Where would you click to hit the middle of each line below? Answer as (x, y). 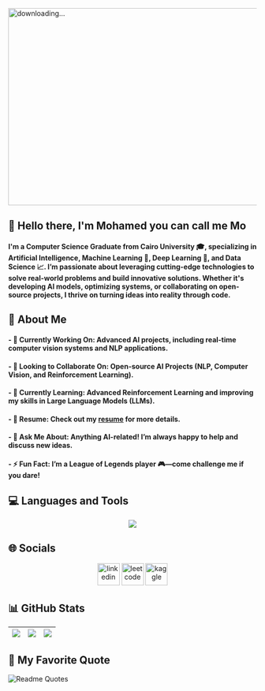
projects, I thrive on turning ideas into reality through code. (132, 294)
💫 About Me (37, 320)
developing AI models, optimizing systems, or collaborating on (113, 286)
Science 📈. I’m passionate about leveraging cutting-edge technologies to (131, 267)
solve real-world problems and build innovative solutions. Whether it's (126, 278)
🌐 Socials (32, 549)
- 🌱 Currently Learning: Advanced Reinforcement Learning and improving (131, 393)
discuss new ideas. (41, 446)
